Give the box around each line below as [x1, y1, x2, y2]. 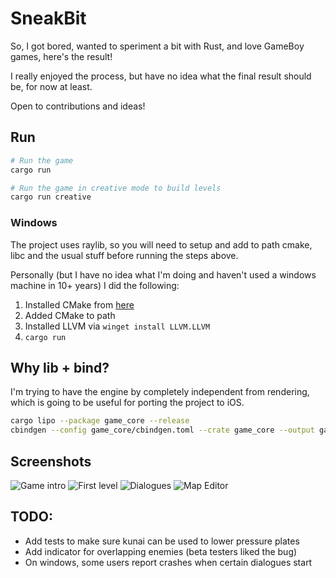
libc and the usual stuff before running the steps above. [10, 249, 239, 261]
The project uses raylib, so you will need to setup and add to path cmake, [10, 238, 313, 251]
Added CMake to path [24, 309, 116, 321]
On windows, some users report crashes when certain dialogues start [24, 556, 313, 568]
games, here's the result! [10, 50, 113, 62]
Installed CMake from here [24, 298, 135, 311]
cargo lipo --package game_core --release [10, 416, 190, 426]
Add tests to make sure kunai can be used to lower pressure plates [24, 535, 300, 547]
